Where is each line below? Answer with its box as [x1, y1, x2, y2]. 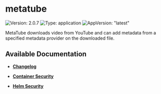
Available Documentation [5, 50, 87, 58]
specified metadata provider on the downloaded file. [5, 35, 115, 41]
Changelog [12, 63, 37, 69]
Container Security [12, 73, 54, 79]
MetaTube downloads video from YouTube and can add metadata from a [5, 29, 156, 36]
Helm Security [12, 83, 44, 89]
